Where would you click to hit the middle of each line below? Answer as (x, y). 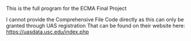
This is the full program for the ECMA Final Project (66, 8)
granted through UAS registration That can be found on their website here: (96, 26)
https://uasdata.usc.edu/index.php (48, 32)
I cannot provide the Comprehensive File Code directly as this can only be (95, 19)
